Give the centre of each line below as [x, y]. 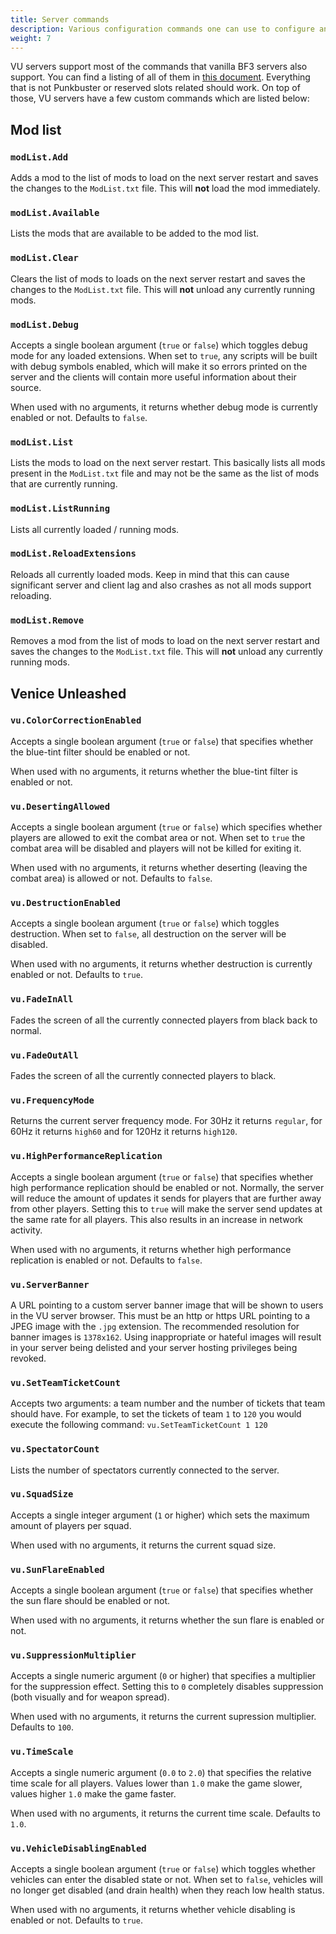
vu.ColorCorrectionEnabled [76, 720]
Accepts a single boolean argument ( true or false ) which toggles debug [159, 345]
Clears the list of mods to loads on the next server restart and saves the [158, 278]
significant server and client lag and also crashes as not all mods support [161, 585]
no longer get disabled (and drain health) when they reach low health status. [167, 1890]
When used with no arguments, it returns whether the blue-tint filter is [154, 771]
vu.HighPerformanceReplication [86, 1156]
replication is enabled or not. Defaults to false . [106, 1260]
